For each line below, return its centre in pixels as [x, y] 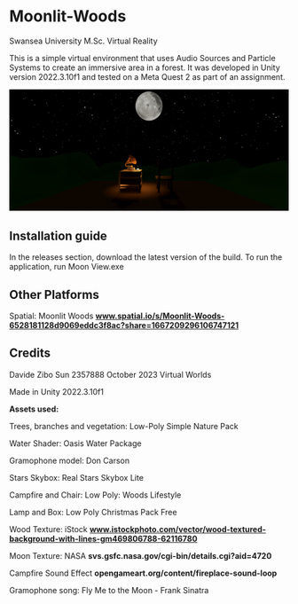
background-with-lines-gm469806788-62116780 [103, 538]
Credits [30, 353]
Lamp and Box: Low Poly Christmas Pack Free [93, 512]
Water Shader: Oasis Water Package [75, 443]
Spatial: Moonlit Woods [51, 316]
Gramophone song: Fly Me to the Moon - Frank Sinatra [109, 590]
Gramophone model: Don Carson [70, 460]
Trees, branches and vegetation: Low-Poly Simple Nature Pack [124, 426]
